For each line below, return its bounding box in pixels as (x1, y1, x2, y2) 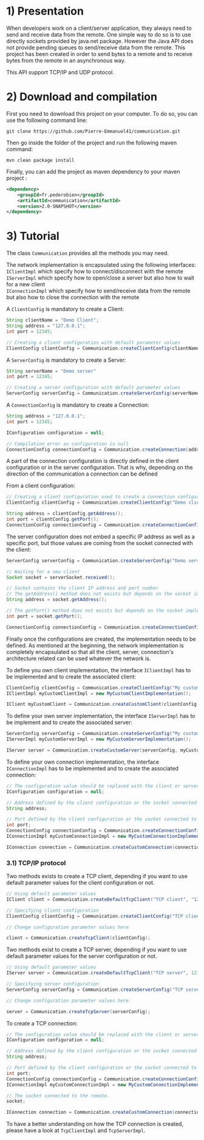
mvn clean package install (6, 157, 75, 163)
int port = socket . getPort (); (6, 613, 83, 619)
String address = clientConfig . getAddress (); (6, 510, 123, 517)
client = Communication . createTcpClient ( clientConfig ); (6, 935, 151, 941)
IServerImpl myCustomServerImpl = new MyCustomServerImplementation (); (6, 736, 191, 742)
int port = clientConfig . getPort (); (6, 516, 99, 522)
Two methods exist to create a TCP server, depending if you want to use (6, 946, 187, 954)
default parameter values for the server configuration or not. (6, 952, 157, 960)
